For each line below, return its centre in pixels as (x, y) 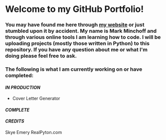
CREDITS (15, 121)
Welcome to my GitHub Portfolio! (75, 9)
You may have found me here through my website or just (75, 25)
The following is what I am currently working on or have (74, 69)
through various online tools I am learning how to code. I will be (83, 37)
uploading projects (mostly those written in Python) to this (77, 43)
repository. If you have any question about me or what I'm (77, 50)
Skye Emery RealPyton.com (34, 133)
